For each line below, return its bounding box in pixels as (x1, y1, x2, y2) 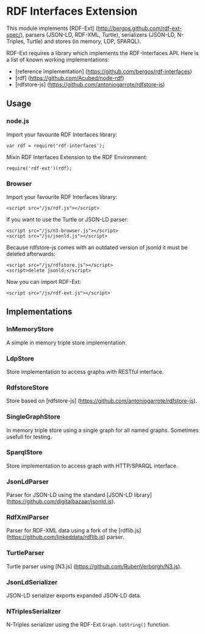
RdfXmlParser (6, 513, 49, 521)
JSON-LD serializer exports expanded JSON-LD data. (6, 592, 142, 599)
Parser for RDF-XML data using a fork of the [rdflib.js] (6, 527, 142, 534)
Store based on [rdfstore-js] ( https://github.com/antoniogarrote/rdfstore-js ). (6, 397, 197, 405)
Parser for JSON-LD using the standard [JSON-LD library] (6, 491, 153, 499)
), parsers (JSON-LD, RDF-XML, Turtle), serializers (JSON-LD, (20, 31, 176, 38)
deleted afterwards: (6, 250, 56, 258)
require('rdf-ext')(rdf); (6, 165, 72, 171)
